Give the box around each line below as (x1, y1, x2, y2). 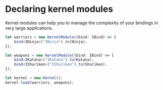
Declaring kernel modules (5, 3, 113, 15)
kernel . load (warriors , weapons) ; (5, 80, 74, 85)
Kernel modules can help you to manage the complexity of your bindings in (5, 20, 159, 26)
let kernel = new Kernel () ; (5, 76, 63, 81)
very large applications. (5, 25, 53, 31)
